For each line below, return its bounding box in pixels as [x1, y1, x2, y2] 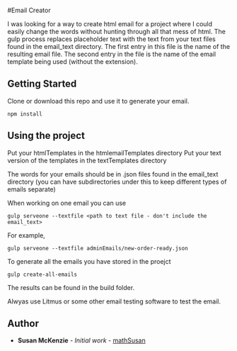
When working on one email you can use [7, 199, 127, 207]
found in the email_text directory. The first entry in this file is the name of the [7, 43, 231, 50]
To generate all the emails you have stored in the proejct [7, 257, 171, 265]
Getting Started [7, 78, 77, 90]
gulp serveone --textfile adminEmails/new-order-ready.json [7, 245, 189, 252]
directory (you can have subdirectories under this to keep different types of [7, 177, 227, 186]
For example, [7, 230, 46, 240]
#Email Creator [7, 6, 51, 14]
